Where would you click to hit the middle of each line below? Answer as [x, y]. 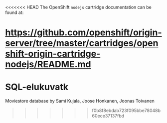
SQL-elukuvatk [37, 87]
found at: [14, 12]
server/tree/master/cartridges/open [82, 43]
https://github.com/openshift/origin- [83, 33]
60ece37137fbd [108, 116]
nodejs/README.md [48, 64]
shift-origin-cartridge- [53, 54]
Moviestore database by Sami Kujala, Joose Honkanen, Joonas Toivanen [80, 101]
